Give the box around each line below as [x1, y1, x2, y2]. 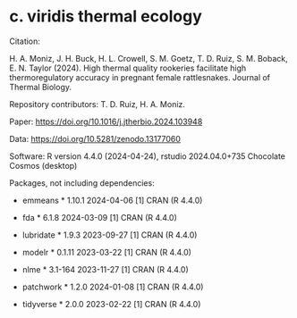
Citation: [9, 36, 40, 46]
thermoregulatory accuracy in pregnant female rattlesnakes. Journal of [9, 71, 271, 82]
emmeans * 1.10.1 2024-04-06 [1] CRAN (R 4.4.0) [21, 195, 203, 205]
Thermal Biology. [9, 81, 72, 92]
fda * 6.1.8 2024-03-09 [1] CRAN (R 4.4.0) [21, 212, 177, 222]
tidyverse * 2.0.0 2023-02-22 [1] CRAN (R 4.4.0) [21, 298, 201, 309]
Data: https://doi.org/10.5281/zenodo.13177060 [9, 133, 182, 144]
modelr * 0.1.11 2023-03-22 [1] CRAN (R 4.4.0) [21, 247, 192, 257]
